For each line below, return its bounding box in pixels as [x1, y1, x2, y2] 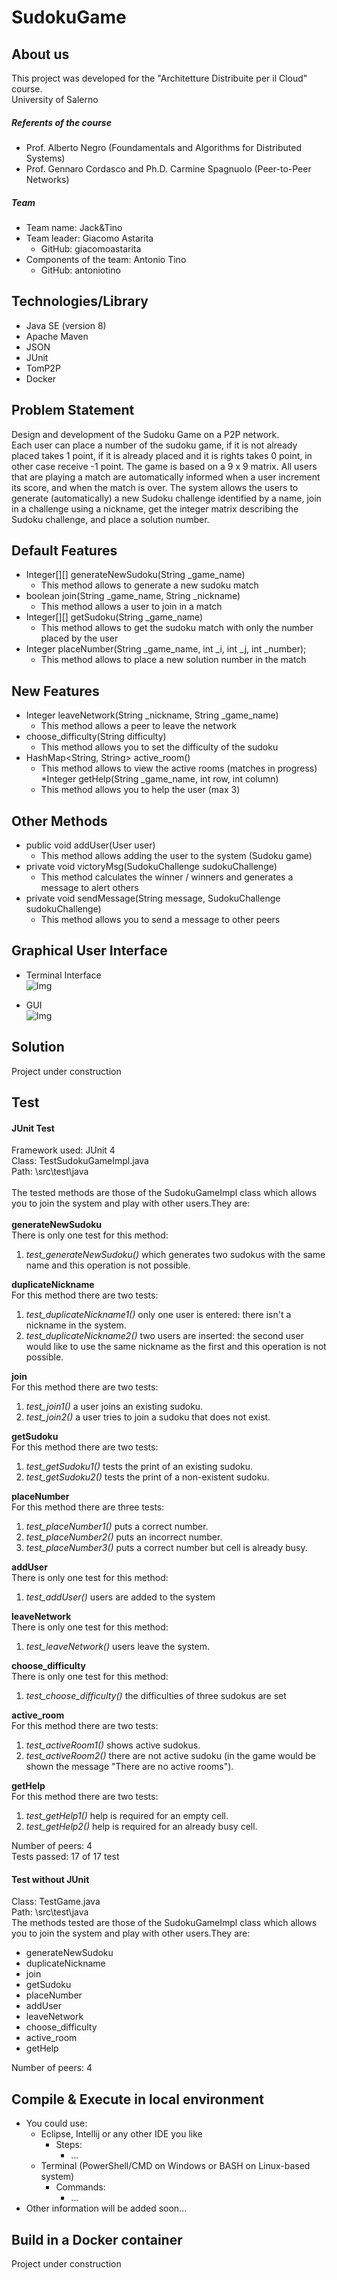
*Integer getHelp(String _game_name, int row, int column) [40, 773, 279, 785]
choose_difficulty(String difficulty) [25, 731, 167, 743]
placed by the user [40, 632, 119, 645]
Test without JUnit [11, 1873, 90, 1885]
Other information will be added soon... [25, 2202, 188, 2215]
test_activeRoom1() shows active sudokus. [25, 1739, 201, 1751]
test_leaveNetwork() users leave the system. [25, 1641, 210, 1653]
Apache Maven [25, 330, 89, 342]
